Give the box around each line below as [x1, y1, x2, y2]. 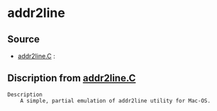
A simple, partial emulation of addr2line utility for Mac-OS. [20, 97, 211, 104]
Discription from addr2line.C [7, 72, 136, 84]
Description [7, 90, 43, 98]
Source [7, 33, 40, 45]
